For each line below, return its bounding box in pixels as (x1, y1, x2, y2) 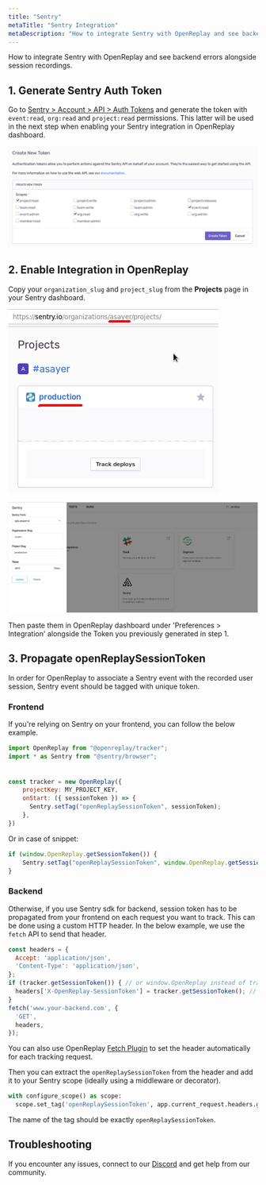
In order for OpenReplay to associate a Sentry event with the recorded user (8, 673, 253, 682)
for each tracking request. (8, 1052, 93, 1062)
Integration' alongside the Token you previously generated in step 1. (8, 628, 230, 639)
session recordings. (8, 60, 73, 71)
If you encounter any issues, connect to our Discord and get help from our (8, 1159, 251, 1168)
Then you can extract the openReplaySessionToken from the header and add (8, 1067, 253, 1077)
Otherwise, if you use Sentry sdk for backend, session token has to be (8, 904, 237, 913)
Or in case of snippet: (8, 834, 79, 843)
